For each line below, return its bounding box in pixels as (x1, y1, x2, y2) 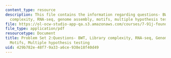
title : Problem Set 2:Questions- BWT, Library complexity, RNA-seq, (5, 36, 154, 41)
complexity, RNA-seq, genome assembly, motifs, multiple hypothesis (10, 17, 158, 22)
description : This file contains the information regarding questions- (5, 12, 160, 17)
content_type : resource (5, 7, 56, 13)
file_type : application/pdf (5, 26, 65, 31)
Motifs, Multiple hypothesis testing (10, 40, 90, 45)
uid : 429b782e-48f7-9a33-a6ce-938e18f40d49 (5, 45, 99, 50)
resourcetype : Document (5, 31, 56, 36)
